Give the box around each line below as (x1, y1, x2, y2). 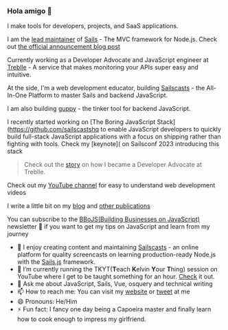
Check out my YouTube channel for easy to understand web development (7, 181, 216, 189)
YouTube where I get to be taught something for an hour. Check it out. (16, 272, 215, 281)
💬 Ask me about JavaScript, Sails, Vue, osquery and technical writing (16, 280, 213, 288)
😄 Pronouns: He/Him (16, 298, 78, 306)
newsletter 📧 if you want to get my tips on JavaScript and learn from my (7, 223, 211, 231)
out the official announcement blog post (7, 43, 120, 51)
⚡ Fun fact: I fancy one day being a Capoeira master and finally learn (16, 305, 212, 313)
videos (7, 189, 26, 197)
